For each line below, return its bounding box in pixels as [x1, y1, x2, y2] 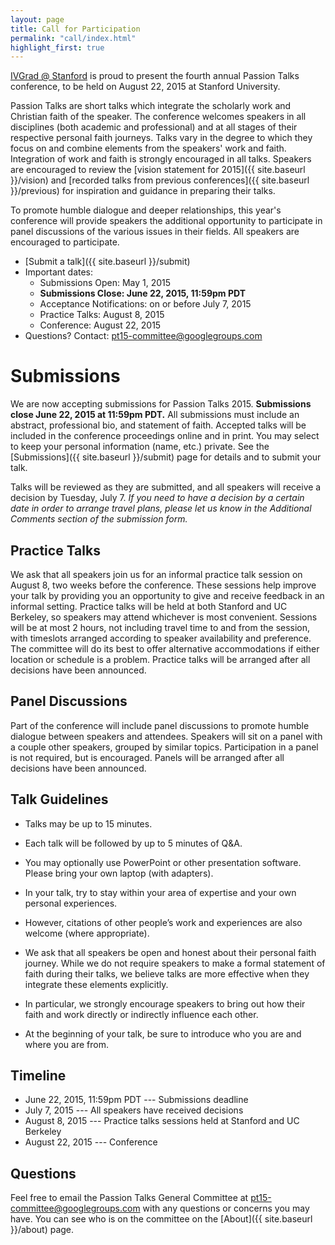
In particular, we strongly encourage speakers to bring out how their [24, 997, 306, 1010]
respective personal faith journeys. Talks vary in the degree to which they [10, 132, 313, 144]
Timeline [10, 1067, 67, 1085]
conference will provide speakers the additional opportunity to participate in [10, 215, 323, 227]
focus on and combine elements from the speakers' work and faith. [10, 142, 287, 155]
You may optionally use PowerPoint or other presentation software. [24, 856, 302, 868]
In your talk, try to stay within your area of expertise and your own [24, 886, 297, 898]
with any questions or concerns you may [142, 1202, 310, 1215]
